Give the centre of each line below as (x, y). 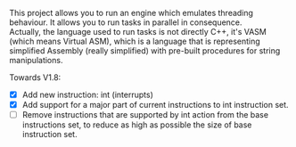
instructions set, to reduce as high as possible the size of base (137, 125)
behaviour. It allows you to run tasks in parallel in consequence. (126, 22)
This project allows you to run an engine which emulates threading (132, 13)
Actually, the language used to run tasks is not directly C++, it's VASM (138, 32)
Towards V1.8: (35, 78)
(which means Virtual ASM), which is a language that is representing (135, 41)
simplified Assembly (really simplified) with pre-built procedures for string (145, 51)
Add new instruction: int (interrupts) (87, 94)
